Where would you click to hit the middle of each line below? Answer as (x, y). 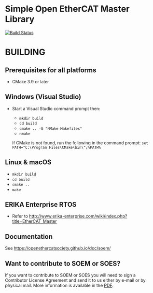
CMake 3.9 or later (30, 81)
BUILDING (25, 52)
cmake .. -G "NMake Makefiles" (51, 129)
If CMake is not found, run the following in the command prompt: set (80, 143)
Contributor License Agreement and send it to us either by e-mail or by (75, 280)
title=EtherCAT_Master (34, 221)
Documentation (29, 237)
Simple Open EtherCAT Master (67, 9)
